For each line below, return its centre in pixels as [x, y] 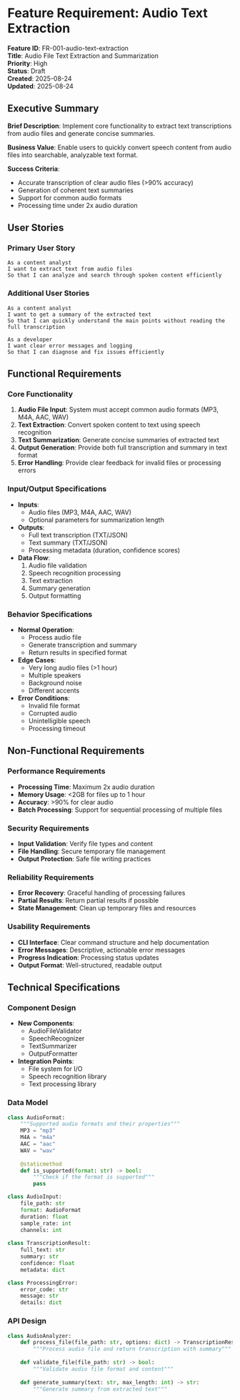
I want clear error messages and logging [70, 346]
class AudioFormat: [36, 1117]
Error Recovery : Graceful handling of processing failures [101, 893]
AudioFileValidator [55, 1031]
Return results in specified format [77, 652]
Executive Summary [53, 109]
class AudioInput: [35, 1197]
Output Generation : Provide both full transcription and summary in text [122, 447]
